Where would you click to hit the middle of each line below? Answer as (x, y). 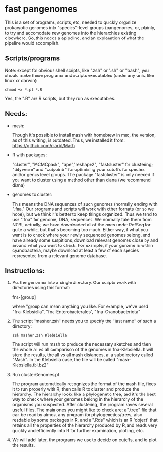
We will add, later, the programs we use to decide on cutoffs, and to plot (84, 440)
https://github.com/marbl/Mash (44, 145)
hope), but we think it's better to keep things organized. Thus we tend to (84, 214)
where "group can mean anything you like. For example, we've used (80, 307)
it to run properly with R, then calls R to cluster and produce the (76, 389)
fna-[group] (24, 297)
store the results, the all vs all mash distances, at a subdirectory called (82, 355)
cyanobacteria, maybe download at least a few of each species (75, 250)
